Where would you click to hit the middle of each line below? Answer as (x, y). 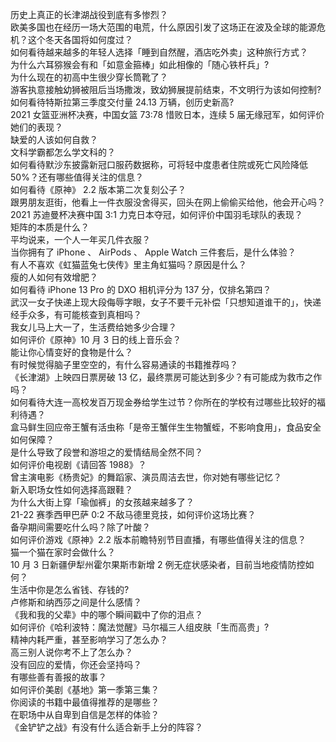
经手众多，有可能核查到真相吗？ (76, 314)
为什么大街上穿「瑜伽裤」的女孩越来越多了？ (102, 502)
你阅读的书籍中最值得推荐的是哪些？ (85, 702)
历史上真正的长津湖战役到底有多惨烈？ (89, 14)
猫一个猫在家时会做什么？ (63, 552)
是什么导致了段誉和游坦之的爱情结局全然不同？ (106, 452)
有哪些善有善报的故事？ (58, 677)
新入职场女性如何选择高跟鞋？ (71, 489)
